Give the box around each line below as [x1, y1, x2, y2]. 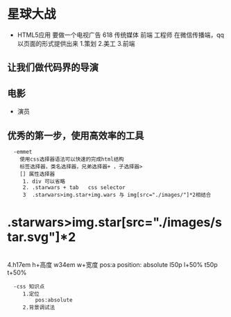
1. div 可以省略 [22, 178, 66, 185]
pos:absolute [35, 296, 73, 303]
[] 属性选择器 [19, 170, 55, 177]
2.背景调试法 [22, 304, 55, 311]
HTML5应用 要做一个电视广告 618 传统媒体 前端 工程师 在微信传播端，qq [17, 31, 224, 39]
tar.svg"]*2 [7, 229, 76, 245]
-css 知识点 [13, 283, 45, 290]
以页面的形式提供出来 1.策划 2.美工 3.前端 [17, 39, 135, 47]
